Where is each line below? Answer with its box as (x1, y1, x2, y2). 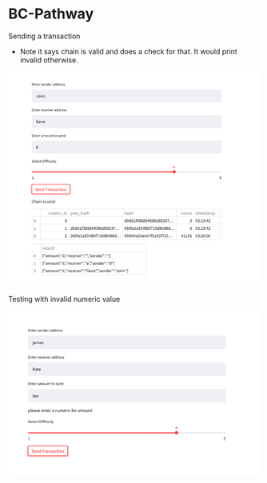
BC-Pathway (8, 5, 94, 23)
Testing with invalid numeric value (8, 295, 121, 304)
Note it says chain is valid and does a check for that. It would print (19, 46, 237, 56)
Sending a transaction (8, 31, 81, 41)
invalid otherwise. (19, 55, 78, 65)
